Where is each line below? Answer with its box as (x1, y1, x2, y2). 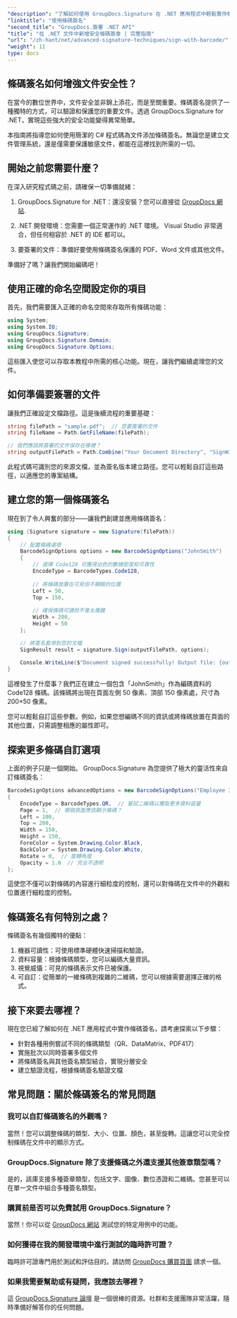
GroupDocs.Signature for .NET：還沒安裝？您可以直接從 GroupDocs (17, 197, 215, 206)
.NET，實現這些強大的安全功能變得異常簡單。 (7, 115, 140, 124)
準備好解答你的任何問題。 (13, 1302, 88, 1311)
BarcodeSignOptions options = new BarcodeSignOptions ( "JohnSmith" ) (20, 548, 222, 555)
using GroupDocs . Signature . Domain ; (7, 337, 112, 344)
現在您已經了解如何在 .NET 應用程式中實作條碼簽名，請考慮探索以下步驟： (7, 1024, 223, 1033)
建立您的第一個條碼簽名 (7, 494, 109, 506)
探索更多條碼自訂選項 (7, 744, 100, 756)
